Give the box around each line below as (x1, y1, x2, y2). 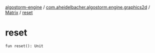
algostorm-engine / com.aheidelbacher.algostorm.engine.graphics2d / (5, 4, 150, 10)
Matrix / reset (5, 9, 33, 15)
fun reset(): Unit (5, 43, 43, 48)
